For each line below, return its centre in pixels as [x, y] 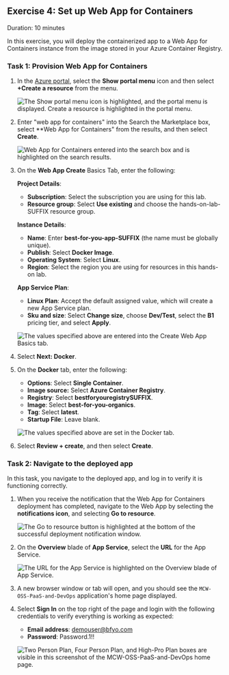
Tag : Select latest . [53, 412]
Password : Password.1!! [61, 637]
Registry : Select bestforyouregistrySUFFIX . [90, 398]
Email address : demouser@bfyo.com [80, 630]
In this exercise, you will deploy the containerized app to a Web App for [107, 41]
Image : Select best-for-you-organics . [81, 405]
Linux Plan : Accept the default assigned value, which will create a [120, 301]
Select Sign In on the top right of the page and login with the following [116, 609]
